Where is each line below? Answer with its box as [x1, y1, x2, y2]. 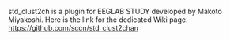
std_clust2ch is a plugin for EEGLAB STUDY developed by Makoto [8, 7, 223, 16]
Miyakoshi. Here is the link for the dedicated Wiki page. [8, 15, 188, 24]
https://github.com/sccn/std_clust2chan [8, 24, 139, 32]
